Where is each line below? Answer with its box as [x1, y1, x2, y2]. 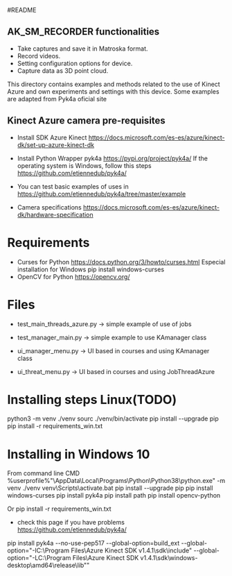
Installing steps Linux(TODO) [7, 391, 177, 407]
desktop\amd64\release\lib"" [7, 561, 90, 570]
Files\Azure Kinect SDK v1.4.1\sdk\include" [71, 546, 193, 554]
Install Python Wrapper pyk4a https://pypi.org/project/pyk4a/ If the [17, 154, 208, 162]
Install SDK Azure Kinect [17, 133, 87, 142]
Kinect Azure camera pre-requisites [7, 115, 166, 127]
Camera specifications [17, 203, 82, 211]
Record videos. [17, 51, 61, 60]
